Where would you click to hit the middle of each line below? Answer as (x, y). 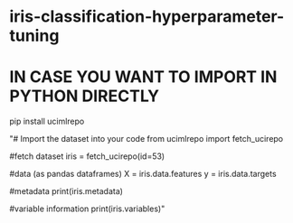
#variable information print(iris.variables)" (87, 209)
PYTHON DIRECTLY (85, 96)
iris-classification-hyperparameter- (147, 17)
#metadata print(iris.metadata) (66, 191)
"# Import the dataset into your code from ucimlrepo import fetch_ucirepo (146, 139)
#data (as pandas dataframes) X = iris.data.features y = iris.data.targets (143, 174)
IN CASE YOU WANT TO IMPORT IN (143, 77)
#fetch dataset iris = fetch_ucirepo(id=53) (87, 156)
